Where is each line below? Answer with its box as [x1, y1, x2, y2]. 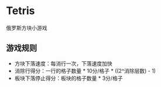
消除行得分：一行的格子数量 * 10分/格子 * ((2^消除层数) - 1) [14, 67, 156, 74]
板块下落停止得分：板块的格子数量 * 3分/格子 [14, 75, 123, 82]
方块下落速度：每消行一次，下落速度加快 [14, 60, 112, 67]
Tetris [6, 4, 35, 18]
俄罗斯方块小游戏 [6, 24, 47, 31]
